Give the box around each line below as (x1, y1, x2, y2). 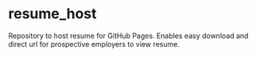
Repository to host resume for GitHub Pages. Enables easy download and (8, 31, 249, 40)
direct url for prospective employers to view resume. (8, 39, 180, 48)
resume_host (8, 5, 97, 23)
